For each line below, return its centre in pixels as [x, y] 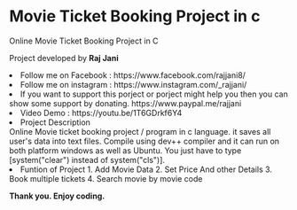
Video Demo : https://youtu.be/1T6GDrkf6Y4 [102, 113]
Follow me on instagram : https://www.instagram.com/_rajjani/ [134, 84]
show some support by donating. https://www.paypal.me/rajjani [125, 103]
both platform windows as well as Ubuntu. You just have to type [125, 150]
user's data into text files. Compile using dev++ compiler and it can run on [145, 141]
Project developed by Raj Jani [64, 58]
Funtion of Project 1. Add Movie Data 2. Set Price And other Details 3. [147, 169]
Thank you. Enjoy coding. [57, 196]
